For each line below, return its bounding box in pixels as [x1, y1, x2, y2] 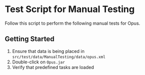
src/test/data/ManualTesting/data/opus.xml [12, 54, 106, 59]
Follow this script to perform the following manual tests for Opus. [5, 20, 140, 26]
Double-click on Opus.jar [12, 59, 65, 65]
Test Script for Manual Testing [5, 4, 135, 15]
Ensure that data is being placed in [12, 48, 85, 54]
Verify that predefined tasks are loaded [12, 64, 94, 70]
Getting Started [5, 35, 55, 43]
